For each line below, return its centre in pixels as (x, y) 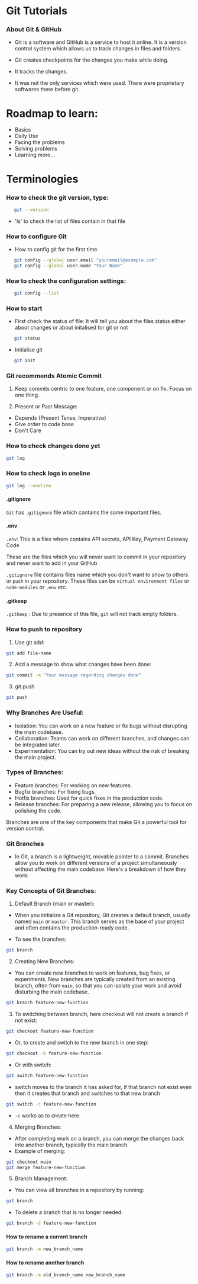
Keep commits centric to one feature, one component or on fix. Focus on (103, 389)
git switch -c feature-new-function (51, 1104)
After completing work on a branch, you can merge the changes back (99, 1138)
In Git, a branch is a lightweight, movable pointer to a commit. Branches (102, 857)
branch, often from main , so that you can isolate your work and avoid (98, 986)
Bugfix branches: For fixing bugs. (55, 791)
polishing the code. (38, 810)
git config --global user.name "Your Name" (68, 266)
